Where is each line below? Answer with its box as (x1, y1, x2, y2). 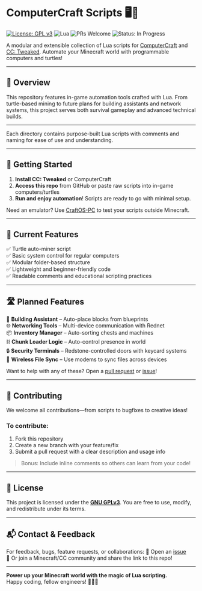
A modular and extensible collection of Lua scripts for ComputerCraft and (6, 42, 188, 49)
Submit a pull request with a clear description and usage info (14, 448, 166, 456)
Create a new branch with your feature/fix (14, 442, 119, 449)
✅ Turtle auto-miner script (6, 246, 71, 253)
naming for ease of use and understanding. (6, 136, 114, 143)
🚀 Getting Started (6, 159, 73, 170)
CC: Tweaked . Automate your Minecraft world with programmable (6, 48, 170, 55)
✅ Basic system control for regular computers (6, 252, 120, 259)
